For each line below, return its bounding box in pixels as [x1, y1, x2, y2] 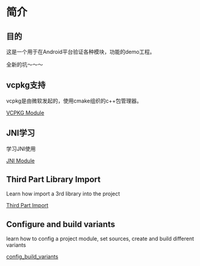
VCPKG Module [6, 109, 45, 116]
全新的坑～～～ [6, 61, 43, 68]
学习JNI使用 [6, 145, 36, 152]
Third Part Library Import [6, 174, 101, 185]
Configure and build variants [6, 219, 116, 229]
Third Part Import [6, 202, 49, 209]
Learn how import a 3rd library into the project [6, 190, 120, 198]
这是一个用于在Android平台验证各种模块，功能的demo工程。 [6, 49, 156, 55]
